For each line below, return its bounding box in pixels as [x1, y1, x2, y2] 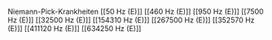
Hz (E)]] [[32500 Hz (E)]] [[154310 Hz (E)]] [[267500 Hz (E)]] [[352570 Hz [7, 15, 255, 25]
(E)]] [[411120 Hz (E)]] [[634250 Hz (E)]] [7, 24, 142, 33]
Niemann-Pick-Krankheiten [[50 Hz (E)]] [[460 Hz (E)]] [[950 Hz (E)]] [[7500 [7, 7, 264, 16]
